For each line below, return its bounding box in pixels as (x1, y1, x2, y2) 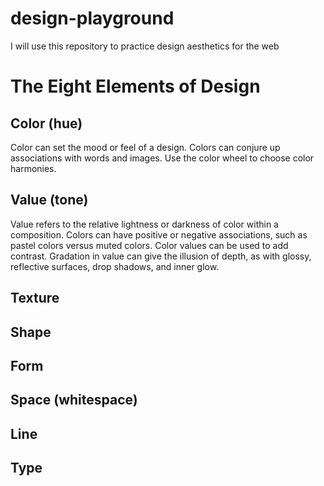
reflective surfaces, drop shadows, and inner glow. (10, 260, 220, 272)
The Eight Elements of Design (10, 75, 261, 98)
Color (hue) (10, 115, 83, 132)
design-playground (10, 7, 175, 30)
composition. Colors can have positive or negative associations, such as (10, 228, 308, 241)
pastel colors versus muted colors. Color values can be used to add (10, 239, 289, 251)
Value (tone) (10, 192, 89, 209)
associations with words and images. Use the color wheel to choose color (10, 152, 315, 164)
